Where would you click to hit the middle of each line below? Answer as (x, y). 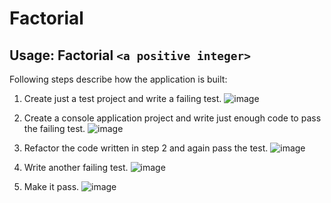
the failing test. (54, 128)
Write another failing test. (76, 167)
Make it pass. (51, 186)
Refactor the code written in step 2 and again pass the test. (146, 148)
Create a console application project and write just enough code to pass (172, 118)
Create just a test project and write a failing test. (122, 98)
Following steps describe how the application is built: (118, 79)
